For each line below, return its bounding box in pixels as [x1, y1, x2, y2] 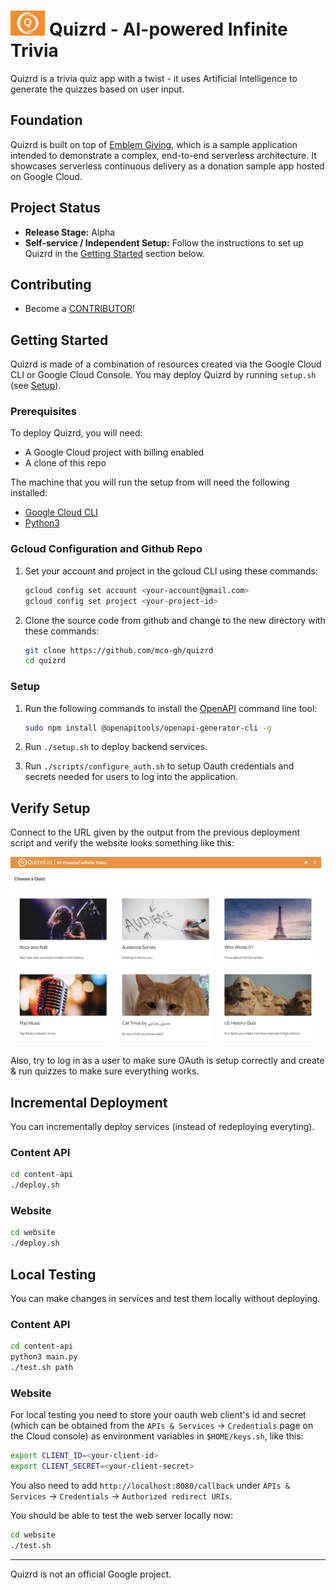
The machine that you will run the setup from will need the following [10, 476, 290, 489]
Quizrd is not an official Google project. [10, 1568, 172, 1580]
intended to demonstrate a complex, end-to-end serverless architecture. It [10, 149, 317, 161]
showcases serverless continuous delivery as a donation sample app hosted [10, 160, 325, 172]
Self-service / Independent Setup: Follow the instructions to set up [24, 236, 304, 249]
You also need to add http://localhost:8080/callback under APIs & [10, 1479, 290, 1491]
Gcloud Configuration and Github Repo [10, 542, 203, 556]
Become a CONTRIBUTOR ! [24, 303, 135, 315]
